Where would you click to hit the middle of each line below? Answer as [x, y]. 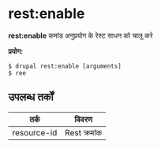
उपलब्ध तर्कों [31, 97]
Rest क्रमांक [83, 132]
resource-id [35, 132]
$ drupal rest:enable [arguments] [65, 66]
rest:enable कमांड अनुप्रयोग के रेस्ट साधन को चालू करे [80, 35]
